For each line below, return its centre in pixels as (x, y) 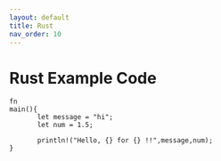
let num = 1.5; (65, 125)
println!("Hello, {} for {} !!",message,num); (125, 141)
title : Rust (31, 26)
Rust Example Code (83, 78)
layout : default (39, 17)
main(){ (24, 109)
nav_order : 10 (36, 34)
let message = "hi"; (75, 117)
